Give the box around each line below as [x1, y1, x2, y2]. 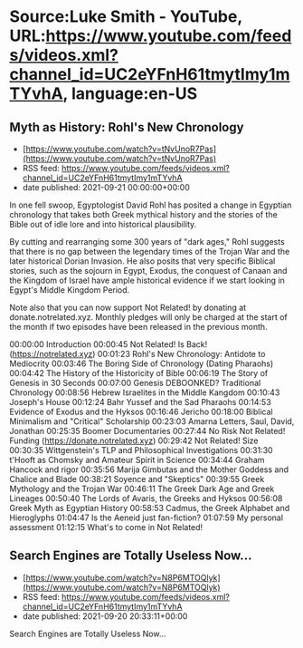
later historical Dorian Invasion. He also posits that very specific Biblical [9, 256, 276, 266]
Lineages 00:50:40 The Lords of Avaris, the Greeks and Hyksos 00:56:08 [9, 493, 283, 504]
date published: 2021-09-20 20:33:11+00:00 [22, 610, 188, 622]
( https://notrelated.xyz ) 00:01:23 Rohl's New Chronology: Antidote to [9, 349, 266, 359]
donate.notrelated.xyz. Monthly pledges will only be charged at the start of [9, 312, 288, 323]
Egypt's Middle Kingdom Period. [9, 285, 130, 295]
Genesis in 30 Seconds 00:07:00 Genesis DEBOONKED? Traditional [9, 378, 261, 388]
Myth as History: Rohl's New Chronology [9, 120, 244, 135]
